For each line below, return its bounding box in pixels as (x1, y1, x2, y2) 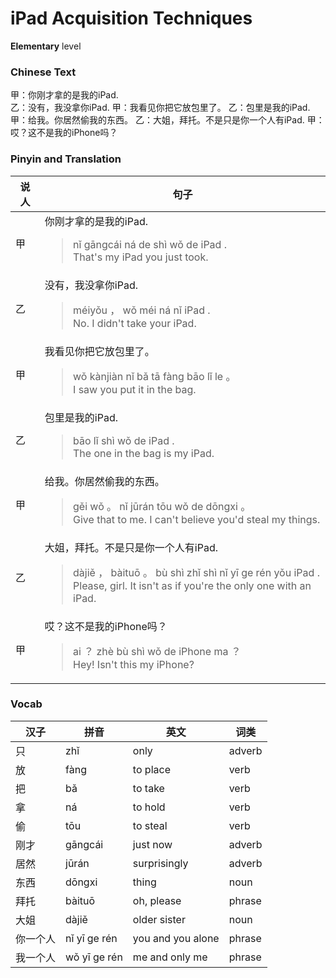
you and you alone (132, 931, 220, 945)
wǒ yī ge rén (65, 950, 123, 964)
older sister (132, 912, 186, 926)
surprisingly (132, 856, 189, 870)
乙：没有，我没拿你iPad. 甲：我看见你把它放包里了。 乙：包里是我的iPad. (10, 102, 311, 114)
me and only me (132, 950, 208, 964)
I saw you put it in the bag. (73, 382, 197, 396)
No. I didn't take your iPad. (73, 316, 197, 330)
